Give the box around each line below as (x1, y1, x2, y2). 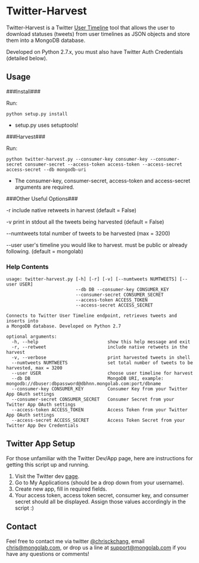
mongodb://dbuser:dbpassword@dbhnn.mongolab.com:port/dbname (6, 381, 161, 387)
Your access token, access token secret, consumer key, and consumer (14, 491, 189, 498)
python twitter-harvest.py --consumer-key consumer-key (6, 156, 148, 162)
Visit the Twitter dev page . (14, 472, 80, 479)
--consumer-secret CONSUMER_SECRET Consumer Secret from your (11, 396, 175, 403)
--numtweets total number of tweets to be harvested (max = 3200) (6, 230, 171, 237)
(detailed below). (6, 54, 48, 62)
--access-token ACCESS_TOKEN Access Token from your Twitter (11, 407, 188, 413)
